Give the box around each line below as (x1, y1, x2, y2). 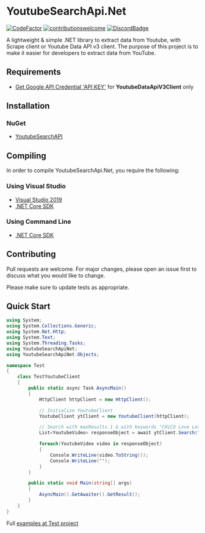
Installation (6, 101, 50, 111)
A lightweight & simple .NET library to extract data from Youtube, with (6, 36, 181, 43)
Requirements (6, 67, 61, 77)
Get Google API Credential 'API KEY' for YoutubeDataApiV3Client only (15, 83, 194, 90)
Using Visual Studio (6, 182, 66, 190)
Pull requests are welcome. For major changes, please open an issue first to (6, 265, 197, 273)
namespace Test (6, 362, 45, 368)
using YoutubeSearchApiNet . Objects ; (6, 351, 99, 357)
